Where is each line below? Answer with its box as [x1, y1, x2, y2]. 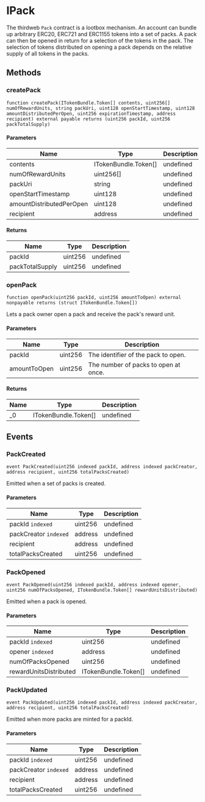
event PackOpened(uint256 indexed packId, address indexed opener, [6, 581, 182, 587]
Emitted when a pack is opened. [6, 597, 87, 605]
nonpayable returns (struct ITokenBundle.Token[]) [6, 300, 138, 306]
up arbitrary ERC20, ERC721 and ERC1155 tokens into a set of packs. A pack [6, 30, 197, 37]
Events [6, 432, 34, 442]
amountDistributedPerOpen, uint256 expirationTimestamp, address [6, 111, 176, 117]
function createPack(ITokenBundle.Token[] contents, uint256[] [6, 100, 171, 106]
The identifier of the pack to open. [88, 350, 186, 359]
